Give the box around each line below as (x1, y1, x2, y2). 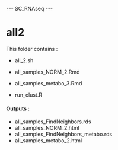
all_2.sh (14, 56, 34, 64)
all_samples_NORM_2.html (14, 125, 80, 132)
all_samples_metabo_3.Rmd (14, 79, 82, 87)
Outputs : (6, 105, 30, 112)
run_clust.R (14, 91, 43, 98)
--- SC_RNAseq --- (6, 5, 53, 12)
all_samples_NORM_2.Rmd (14, 68, 80, 75)
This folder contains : (6, 45, 58, 52)
